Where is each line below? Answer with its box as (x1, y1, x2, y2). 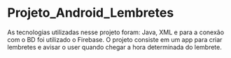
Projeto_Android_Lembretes (7, 5, 174, 21)
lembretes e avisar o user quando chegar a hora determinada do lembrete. (7, 43, 223, 51)
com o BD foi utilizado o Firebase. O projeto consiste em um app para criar (7, 35, 223, 43)
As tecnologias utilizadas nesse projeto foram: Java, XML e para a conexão (7, 28, 225, 36)
